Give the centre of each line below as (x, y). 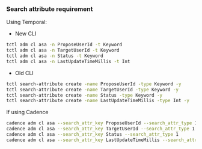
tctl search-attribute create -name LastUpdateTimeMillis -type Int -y (98, 101)
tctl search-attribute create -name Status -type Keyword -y (84, 95)
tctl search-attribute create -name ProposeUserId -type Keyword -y (94, 84)
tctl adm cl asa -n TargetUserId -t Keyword (63, 50)
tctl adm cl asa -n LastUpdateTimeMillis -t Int (68, 61)
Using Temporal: (26, 22)
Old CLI (24, 73)
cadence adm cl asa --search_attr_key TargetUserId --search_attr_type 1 (101, 129)
